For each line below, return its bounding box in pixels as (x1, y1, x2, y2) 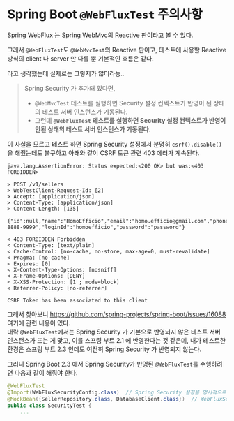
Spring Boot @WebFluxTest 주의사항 (7, 6, 203, 22)
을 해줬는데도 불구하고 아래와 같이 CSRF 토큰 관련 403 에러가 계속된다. (7, 148, 200, 157)
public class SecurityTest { (7, 402, 92, 409)
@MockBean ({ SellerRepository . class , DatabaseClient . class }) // (7, 395, 198, 402)
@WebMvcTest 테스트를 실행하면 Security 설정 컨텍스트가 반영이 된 (34, 98, 212, 107)
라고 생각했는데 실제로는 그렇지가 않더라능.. (7, 69, 125, 77)
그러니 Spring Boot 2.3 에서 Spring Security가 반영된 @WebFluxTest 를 (7, 360, 198, 368)
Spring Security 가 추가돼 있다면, (24, 84, 116, 92)
